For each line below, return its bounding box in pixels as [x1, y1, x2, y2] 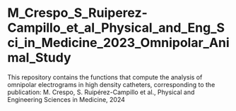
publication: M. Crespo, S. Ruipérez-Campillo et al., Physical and [7, 88, 195, 96]
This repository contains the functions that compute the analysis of [7, 72, 203, 81]
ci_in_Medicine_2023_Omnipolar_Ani [7, 35, 230, 51]
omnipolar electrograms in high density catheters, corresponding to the [7, 80, 216, 89]
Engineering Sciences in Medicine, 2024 [7, 95, 126, 103]
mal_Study [7, 50, 72, 66]
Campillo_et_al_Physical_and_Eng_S [7, 20, 225, 36]
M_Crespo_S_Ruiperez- [7, 5, 148, 21]
